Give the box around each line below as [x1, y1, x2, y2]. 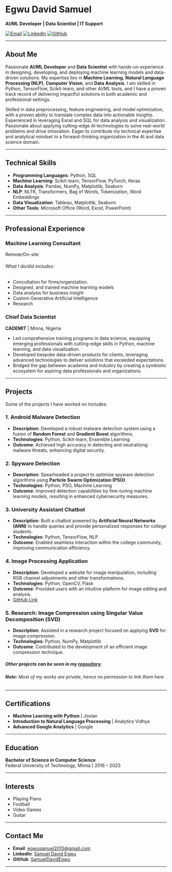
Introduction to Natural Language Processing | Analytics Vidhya [12, 718, 150, 725]
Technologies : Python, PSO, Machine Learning [12, 482, 112, 488]
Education [5, 743, 39, 752]
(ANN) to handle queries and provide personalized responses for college [12, 523, 167, 529]
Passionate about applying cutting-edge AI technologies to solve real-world [5, 122, 165, 129]
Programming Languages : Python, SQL [12, 172, 97, 178]
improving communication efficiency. [12, 545, 91, 551]
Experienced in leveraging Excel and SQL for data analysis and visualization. [5, 117, 166, 123]
